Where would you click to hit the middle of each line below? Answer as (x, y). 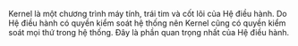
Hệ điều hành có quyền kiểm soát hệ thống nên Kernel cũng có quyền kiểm (147, 23)
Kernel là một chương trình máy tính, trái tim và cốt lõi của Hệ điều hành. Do (148, 14)
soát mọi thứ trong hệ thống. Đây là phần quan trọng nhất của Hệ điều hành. (149, 32)
